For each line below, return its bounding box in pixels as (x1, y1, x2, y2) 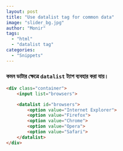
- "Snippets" (11, 52, 44, 58)
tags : (6, 31, 19, 37)
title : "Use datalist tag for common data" (6, 14, 115, 20)
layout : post (6, 8, 38, 15)
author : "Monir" (6, 25, 46, 31)
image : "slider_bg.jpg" (6, 19, 65, 25)
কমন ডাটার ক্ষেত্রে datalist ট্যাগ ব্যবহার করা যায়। (6, 72, 109, 80)
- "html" (11, 36, 33, 42)
